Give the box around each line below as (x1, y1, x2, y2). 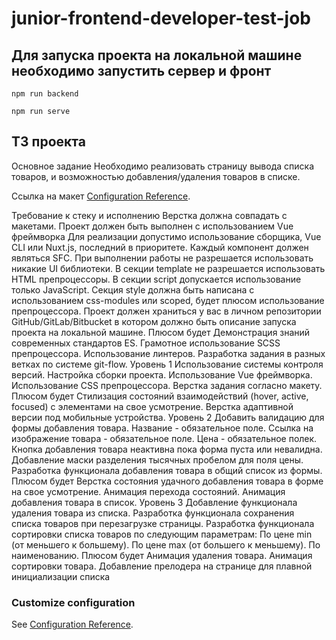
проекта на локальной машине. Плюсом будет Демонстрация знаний (11, 326, 311, 338)
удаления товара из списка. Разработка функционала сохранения (11, 507, 295, 519)
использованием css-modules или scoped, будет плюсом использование (11, 294, 325, 306)
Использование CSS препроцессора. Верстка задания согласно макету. (11, 379, 323, 391)
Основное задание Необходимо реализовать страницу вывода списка (11, 160, 315, 172)
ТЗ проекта (11, 133, 86, 151)
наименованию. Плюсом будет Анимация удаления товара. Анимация (11, 549, 313, 561)
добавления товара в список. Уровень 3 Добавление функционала (11, 496, 298, 508)
